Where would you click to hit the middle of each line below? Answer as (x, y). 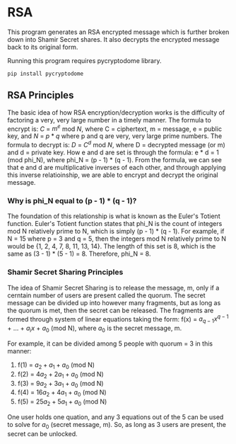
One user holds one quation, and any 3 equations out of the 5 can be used (116, 417)
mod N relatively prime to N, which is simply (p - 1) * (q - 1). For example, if (116, 232)
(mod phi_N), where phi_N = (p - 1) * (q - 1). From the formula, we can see (115, 160)
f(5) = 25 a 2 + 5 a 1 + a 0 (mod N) (62, 402)
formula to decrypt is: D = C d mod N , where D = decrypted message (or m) (117, 144)
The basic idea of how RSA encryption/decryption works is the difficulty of (116, 112)
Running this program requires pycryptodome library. (84, 60)
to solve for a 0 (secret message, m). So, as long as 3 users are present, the (117, 425)
